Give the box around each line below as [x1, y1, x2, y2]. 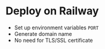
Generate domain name [14, 30, 72, 37]
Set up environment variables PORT [14, 24, 99, 31]
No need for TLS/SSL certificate [14, 36, 93, 44]
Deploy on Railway [5, 4, 99, 18]
